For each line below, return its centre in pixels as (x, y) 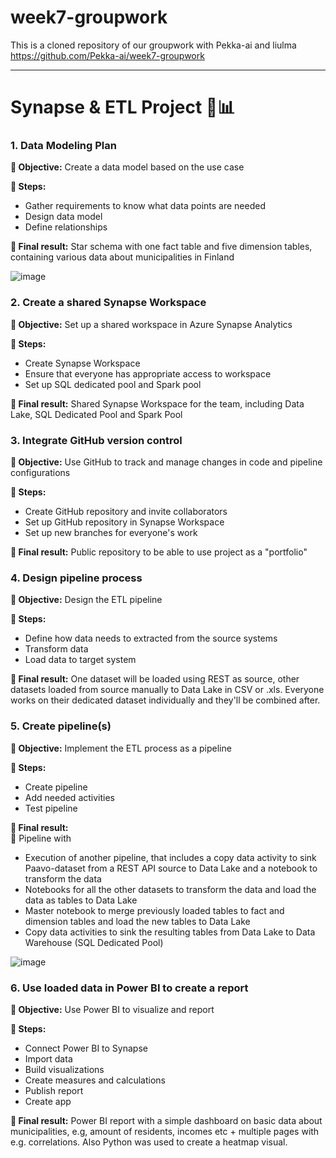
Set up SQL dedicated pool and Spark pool (113, 384)
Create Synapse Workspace (82, 363)
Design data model (63, 217)
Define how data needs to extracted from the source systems (151, 638)
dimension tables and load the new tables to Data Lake (137, 921)
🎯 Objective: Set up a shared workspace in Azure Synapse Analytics (151, 324)
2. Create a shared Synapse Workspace (108, 303)
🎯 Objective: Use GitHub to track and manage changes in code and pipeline (166, 462)
